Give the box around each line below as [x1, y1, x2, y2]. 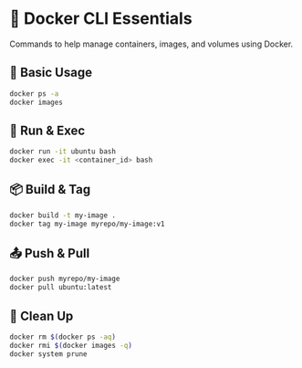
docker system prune [9, 349, 89, 359]
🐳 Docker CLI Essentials [9, 8, 193, 29]
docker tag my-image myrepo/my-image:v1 [9, 219, 166, 228]
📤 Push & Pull [9, 246, 90, 261]
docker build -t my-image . [9, 210, 117, 220]
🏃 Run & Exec [9, 122, 86, 138]
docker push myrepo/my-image [9, 274, 120, 284]
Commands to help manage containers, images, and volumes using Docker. [9, 38, 294, 49]
